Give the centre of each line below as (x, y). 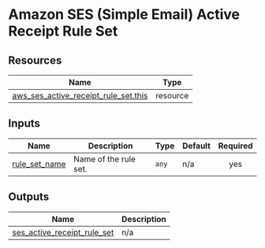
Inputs (24, 124)
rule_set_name (39, 164)
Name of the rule (105, 159)
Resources (35, 60)
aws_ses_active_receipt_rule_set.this (80, 96)
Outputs (29, 197)
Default (197, 146)
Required (235, 146)
